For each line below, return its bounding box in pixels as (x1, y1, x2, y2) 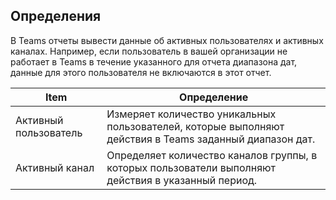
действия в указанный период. (106, 173, 258, 187)
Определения (10, 8, 102, 25)
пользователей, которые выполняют (106, 119, 285, 133)
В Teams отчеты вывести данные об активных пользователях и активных (10, 34, 324, 46)
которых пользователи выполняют (106, 160, 276, 174)
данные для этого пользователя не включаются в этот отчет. (10, 66, 272, 78)
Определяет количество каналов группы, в (106, 148, 318, 162)
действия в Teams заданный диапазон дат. (106, 132, 316, 146)
